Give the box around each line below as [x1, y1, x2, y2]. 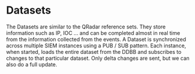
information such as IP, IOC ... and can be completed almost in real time [6, 29, 180, 36]
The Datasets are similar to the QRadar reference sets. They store [6, 23, 166, 30]
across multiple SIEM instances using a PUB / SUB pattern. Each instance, [6, 42, 186, 49]
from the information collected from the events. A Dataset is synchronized [6, 36, 186, 43]
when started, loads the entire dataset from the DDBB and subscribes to [6, 48, 182, 55]
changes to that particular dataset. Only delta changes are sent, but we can [6, 54, 190, 62]
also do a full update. [6, 60, 57, 68]
